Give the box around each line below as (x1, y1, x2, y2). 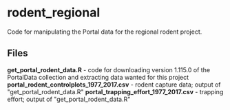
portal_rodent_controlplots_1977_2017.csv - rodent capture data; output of (7, 80, 221, 89)
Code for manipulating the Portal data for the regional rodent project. (7, 27, 202, 36)
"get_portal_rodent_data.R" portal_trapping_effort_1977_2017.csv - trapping (7, 87, 224, 96)
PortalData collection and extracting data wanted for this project (7, 73, 189, 81)
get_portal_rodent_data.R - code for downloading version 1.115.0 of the (7, 65, 211, 74)
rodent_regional (7, 5, 101, 21)
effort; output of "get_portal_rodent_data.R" (7, 95, 131, 103)
